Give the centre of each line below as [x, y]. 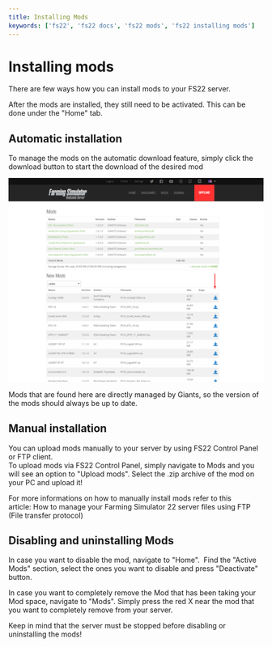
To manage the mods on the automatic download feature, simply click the [131, 159]
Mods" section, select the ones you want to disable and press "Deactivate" [134, 569]
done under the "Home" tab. [55, 113]
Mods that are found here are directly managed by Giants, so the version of [134, 394]
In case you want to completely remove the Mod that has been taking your [132, 593]
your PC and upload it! [46, 482]
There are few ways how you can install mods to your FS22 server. [119, 89]
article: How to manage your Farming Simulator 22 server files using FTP [130, 506]
